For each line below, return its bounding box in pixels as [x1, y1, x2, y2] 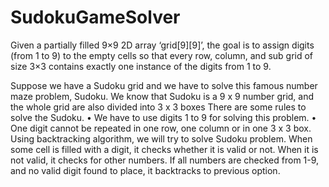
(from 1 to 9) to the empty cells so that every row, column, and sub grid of [10, 49, 314, 61]
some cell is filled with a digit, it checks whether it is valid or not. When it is [10, 143, 319, 155]
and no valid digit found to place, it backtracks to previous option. [10, 164, 281, 176]
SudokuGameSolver [10, 6, 181, 29]
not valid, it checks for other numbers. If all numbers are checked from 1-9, [10, 154, 320, 166]
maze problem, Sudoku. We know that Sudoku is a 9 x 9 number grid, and [10, 90, 315, 102]
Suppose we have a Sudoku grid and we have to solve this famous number [10, 79, 318, 91]
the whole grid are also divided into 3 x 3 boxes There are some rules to [10, 101, 307, 113]
